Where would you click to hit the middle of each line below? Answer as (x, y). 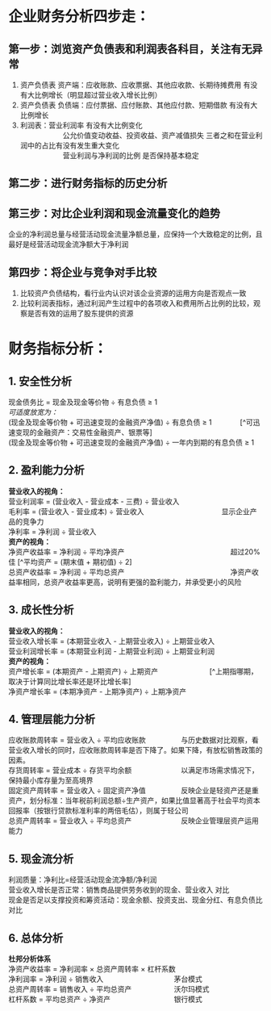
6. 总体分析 (36, 938)
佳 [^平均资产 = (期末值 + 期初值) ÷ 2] (70, 562)
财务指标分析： (58, 349)
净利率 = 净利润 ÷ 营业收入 (52, 531)
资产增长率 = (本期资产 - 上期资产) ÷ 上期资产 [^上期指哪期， (133, 671)
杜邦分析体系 (29, 959)
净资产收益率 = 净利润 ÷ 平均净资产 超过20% (134, 551)
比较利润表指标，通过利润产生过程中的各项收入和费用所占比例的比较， (137, 303)
